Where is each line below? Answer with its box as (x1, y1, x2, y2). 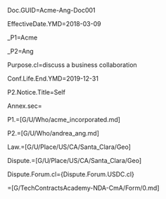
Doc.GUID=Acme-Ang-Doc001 (7, 6, 96, 14)
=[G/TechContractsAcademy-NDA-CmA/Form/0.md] (7, 183, 160, 192)
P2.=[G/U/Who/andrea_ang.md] (7, 129, 100, 137)
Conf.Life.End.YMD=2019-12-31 (7, 74, 98, 83)
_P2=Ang (7, 47, 34, 55)
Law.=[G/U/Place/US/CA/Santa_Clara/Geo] (7, 143, 132, 151)
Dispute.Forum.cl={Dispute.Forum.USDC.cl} (7, 170, 135, 179)
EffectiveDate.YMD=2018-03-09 (7, 20, 101, 28)
